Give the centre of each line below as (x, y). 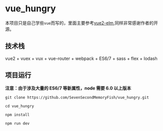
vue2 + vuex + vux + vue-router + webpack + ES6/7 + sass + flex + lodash (81, 58)
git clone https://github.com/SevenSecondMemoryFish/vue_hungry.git (77, 97)
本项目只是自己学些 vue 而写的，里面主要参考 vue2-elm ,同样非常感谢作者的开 (81, 23)
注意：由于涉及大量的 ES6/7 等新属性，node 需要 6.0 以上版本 (68, 88)
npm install (17, 115)
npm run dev (17, 123)
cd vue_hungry (20, 106)
